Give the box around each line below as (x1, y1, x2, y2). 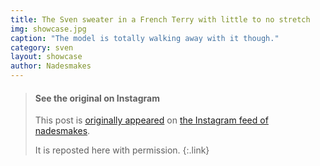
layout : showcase (10, 52, 83, 62)
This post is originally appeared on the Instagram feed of (34, 114, 269, 126)
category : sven (10, 42, 74, 53)
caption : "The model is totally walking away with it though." (10, 33, 280, 43)
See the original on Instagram (34, 92, 160, 104)
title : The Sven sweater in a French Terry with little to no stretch (10, 14, 311, 25)
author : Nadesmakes (10, 61, 92, 71)
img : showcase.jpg (10, 24, 87, 34)
